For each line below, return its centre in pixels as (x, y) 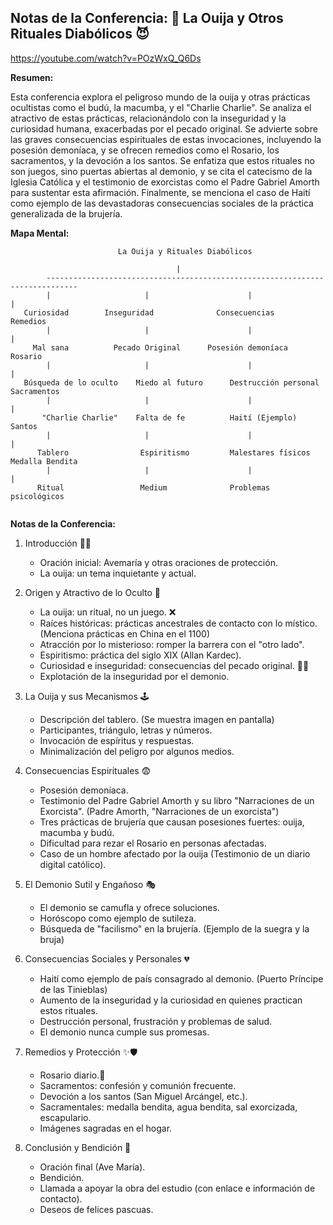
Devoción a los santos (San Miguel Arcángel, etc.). (143, 1096)
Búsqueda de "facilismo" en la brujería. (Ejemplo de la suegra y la (174, 928)
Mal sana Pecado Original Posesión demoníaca (160, 347)
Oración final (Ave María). (92, 1167)
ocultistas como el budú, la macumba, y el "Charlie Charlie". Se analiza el (161, 107)
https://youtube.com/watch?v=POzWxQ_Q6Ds (106, 58)
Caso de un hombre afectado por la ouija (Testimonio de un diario (175, 853)
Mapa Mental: (40, 233)
